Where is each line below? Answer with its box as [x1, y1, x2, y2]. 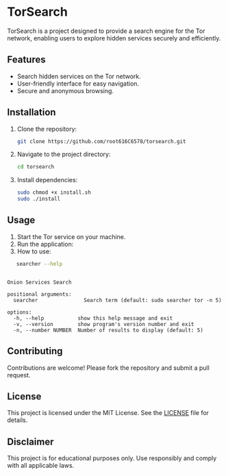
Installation [7, 107, 56, 118]
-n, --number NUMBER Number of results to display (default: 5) [13, 327, 204, 334]
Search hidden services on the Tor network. [16, 72, 142, 80]
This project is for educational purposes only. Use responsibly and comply [7, 454, 217, 462]
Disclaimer [7, 436, 54, 447]
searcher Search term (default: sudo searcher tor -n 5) [13, 297, 223, 303]
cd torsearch [16, 164, 55, 171]
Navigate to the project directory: [16, 150, 111, 158]
